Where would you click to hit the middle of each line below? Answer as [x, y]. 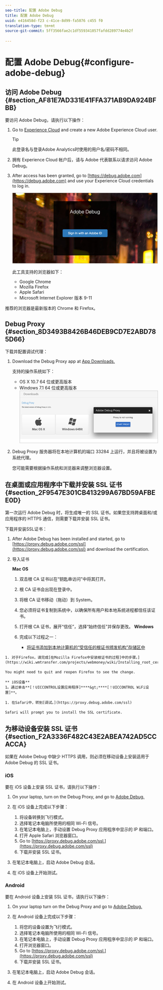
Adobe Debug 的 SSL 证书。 [33, 763]
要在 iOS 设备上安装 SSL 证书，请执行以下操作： [53, 787]
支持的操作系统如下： [33, 371]
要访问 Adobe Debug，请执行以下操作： [45, 120]
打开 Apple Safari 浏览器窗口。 [50, 835]
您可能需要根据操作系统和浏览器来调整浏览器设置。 [63, 468]
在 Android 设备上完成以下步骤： [45, 916]
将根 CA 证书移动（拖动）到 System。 [57, 600]
